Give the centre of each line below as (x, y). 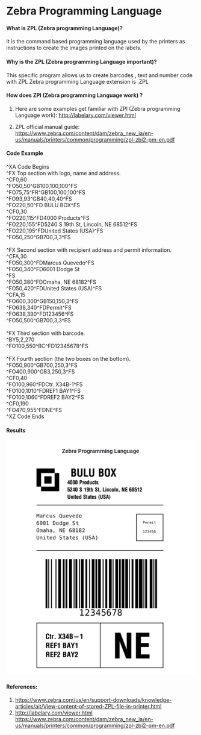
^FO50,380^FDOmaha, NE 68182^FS (51, 282)
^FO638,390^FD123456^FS (40, 314)
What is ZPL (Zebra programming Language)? (65, 28)
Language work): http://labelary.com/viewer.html (76, 115)
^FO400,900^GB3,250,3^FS (41, 371)
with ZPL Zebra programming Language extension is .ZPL (78, 81)
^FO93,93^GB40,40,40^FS (39, 199)
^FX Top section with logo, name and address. (63, 173)
